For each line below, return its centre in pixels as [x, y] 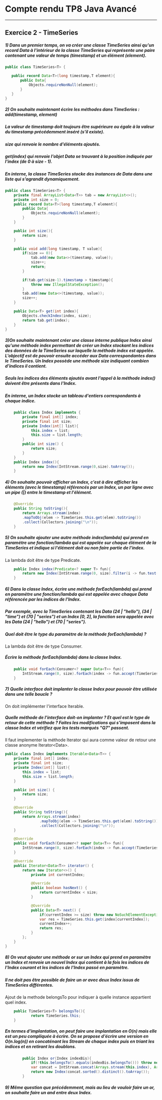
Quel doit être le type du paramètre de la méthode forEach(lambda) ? [76, 634]
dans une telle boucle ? [29, 694]
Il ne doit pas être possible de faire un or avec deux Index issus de [72, 980]
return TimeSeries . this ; [56, 1016]
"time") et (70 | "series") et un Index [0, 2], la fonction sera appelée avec [80, 617]
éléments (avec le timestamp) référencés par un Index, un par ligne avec [79, 487]
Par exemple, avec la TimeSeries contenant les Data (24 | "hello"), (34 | [78, 611]
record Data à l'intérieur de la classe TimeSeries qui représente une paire [80, 50]
